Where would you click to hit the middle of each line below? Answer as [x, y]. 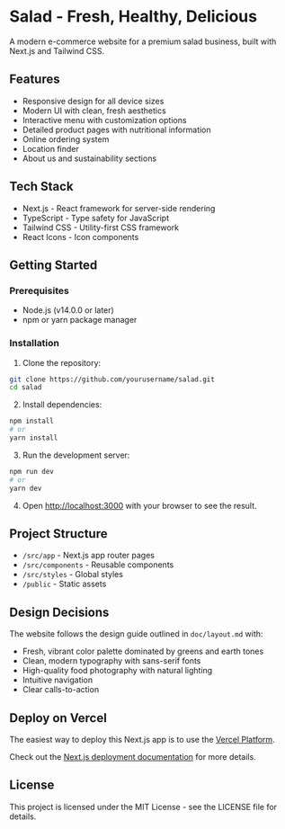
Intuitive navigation [58, 680]
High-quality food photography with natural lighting [117, 671]
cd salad [26, 388]
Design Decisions [59, 612]
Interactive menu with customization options [104, 120]
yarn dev [26, 488]
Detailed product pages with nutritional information [116, 129]
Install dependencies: [62, 405]
